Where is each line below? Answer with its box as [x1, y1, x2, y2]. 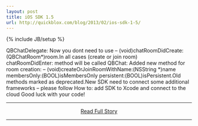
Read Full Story [80, 108, 118, 115]
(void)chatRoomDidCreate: [118, 47, 184, 54]
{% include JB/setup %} [6, 36, 65, 43]
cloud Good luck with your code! [6, 91, 85, 98]
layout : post [6, 8, 38, 15]
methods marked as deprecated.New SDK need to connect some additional [6, 78, 190, 85]
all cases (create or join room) [64, 54, 138, 61]
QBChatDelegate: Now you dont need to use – [6, 47, 118, 54]
